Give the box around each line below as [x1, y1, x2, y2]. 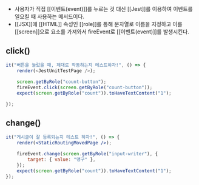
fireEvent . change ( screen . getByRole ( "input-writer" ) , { [16, 151, 158, 157]
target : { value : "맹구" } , [27, 156, 96, 163]
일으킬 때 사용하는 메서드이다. [14, 13, 85, 20]
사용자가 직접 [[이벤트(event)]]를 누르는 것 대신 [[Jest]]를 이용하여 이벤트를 [14, 5, 193, 12]
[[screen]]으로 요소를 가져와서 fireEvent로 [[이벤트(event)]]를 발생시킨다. [14, 28, 189, 35]
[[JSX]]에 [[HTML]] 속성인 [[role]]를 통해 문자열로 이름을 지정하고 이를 [14, 21, 183, 27]
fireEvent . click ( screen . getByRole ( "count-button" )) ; [16, 84, 153, 91]
